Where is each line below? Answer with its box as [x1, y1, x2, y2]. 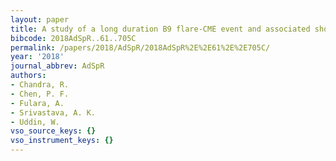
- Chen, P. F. [10, 89, 70, 99]
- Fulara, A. [10, 98, 65, 108]
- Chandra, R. [10, 80, 70, 90]
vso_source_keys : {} [10, 126, 97, 136]
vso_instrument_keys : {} [10, 136, 114, 146]
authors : [10, 71, 47, 81]
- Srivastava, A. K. [10, 107, 97, 118]
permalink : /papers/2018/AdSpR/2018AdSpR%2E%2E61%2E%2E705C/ [10, 42, 271, 53]
